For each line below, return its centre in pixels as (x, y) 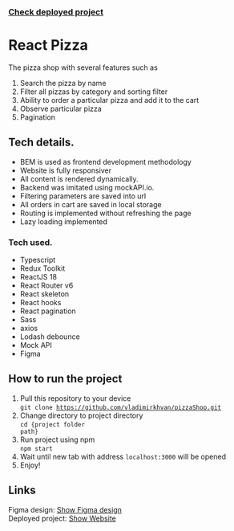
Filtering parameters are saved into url (83, 196)
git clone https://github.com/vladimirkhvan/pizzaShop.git (121, 407)
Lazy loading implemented (64, 221)
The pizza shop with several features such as (83, 67)
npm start (36, 448)
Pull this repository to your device (75, 398)
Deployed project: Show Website (62, 518)
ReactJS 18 (38, 276)
